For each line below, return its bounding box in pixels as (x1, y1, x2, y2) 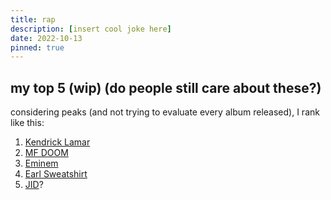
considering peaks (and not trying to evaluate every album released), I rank (10, 106, 320, 118)
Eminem (24, 157, 59, 170)
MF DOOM (24, 147, 69, 159)
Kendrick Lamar (24, 136, 91, 148)
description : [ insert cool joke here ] (10, 24, 172, 34)
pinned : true (10, 42, 65, 53)
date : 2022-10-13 (10, 33, 83, 43)
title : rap (10, 14, 56, 25)
